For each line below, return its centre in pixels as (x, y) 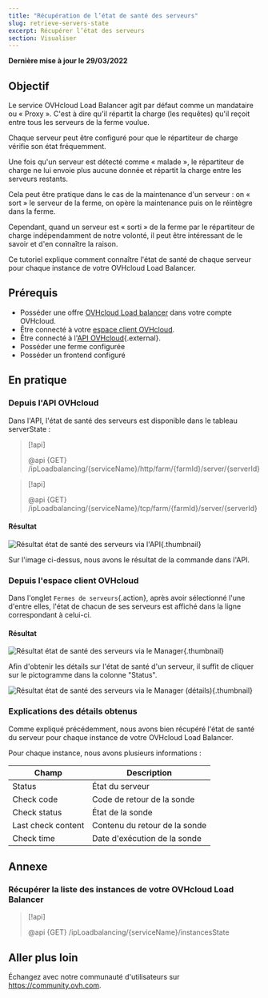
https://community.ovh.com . (55, 985)
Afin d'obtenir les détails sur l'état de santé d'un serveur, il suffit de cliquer (131, 666)
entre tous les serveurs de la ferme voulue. (79, 123)
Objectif (29, 86)
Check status (37, 812)
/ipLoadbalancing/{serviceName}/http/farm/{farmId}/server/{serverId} (144, 469)
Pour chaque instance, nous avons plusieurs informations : (105, 753)
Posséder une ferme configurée (72, 346)
